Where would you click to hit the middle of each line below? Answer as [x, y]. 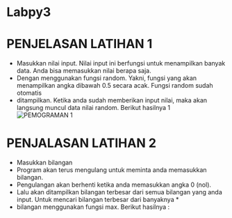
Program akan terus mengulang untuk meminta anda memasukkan [111, 170]
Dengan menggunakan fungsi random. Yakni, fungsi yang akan [107, 78]
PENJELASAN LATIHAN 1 [80, 44]
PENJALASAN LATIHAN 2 [82, 143]
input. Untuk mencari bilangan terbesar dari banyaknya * [98, 200]
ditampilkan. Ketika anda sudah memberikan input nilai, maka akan [112, 100]
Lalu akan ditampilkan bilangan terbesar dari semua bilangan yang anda [119, 192]
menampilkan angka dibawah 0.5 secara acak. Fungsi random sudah [115, 86]
